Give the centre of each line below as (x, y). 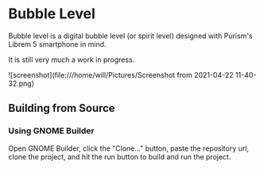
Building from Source (62, 108)
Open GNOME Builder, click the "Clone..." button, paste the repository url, (128, 148)
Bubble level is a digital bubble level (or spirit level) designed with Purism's (130, 36)
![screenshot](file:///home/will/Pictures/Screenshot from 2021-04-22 (121, 75)
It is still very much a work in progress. (72, 60)
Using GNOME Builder (51, 131)
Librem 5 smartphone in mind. (57, 44)
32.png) (21, 83)
